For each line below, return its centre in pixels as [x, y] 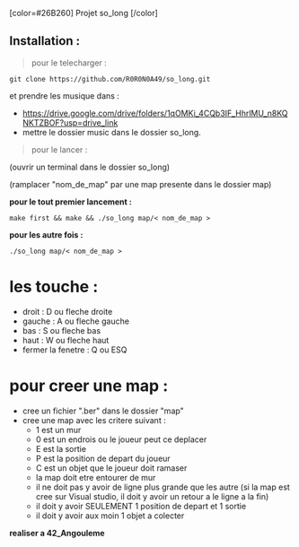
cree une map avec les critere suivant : [94, 420]
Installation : [45, 41]
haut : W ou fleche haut [66, 340]
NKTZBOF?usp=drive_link [70, 122]
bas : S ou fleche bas [62, 330]
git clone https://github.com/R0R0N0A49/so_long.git [110, 79]
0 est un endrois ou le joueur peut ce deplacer [121, 439]
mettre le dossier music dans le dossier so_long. [112, 132]
